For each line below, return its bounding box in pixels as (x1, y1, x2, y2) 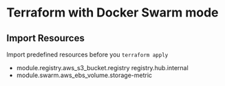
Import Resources (6, 32, 85, 44)
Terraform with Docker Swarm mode (6, 5, 219, 21)
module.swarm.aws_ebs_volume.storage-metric (16, 71, 153, 79)
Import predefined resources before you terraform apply (6, 50, 169, 58)
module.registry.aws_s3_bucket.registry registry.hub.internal (16, 64, 189, 72)
